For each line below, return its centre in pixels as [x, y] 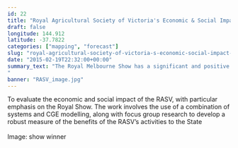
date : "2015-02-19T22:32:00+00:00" [60, 60]
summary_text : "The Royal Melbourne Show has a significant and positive [119, 66]
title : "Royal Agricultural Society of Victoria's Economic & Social [112, 20]
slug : [15, 54]
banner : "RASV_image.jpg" [45, 79]
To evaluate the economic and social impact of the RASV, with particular [113, 99]
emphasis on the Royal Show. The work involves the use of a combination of [119, 107]
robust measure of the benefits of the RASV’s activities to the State [105, 122]
